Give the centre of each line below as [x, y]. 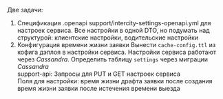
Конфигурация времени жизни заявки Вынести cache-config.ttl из [116, 45]
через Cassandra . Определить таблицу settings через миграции [113, 59]
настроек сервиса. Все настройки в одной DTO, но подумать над [113, 30]
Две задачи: [25, 10]
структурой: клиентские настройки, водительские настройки [108, 38]
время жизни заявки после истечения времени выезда [98, 88]
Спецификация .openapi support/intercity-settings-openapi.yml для [114, 23]
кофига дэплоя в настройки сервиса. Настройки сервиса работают [117, 52]
